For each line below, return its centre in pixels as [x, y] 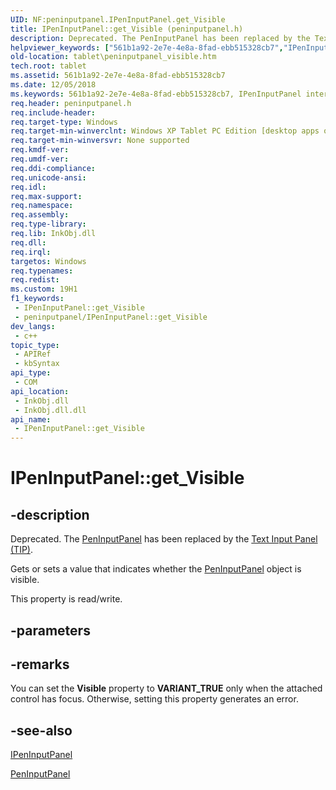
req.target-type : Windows [64, 122]
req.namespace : [42, 206]
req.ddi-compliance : [53, 168]
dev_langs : [33, 326]
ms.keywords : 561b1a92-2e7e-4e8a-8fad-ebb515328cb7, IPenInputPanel [156, 94]
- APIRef [33, 354]
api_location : [40, 391]
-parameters [50, 630]
